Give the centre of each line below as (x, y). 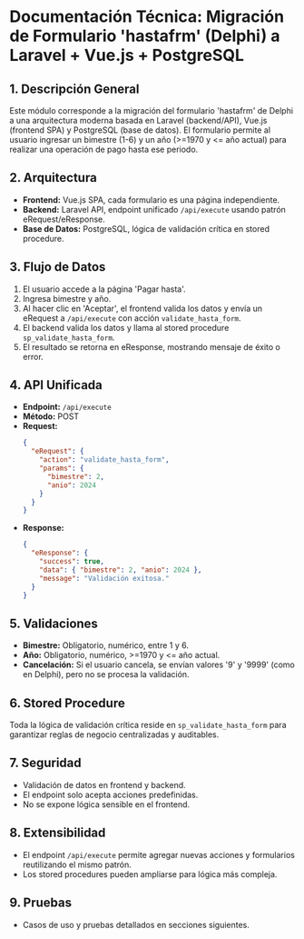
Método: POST (51, 416)
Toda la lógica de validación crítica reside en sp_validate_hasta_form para (148, 725)
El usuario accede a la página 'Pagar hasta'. (104, 289)
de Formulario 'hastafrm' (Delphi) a (145, 36)
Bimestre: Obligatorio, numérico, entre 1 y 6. (105, 645)
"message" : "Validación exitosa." (104, 578)
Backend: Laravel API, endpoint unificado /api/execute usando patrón (154, 209)
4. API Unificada (56, 385)
